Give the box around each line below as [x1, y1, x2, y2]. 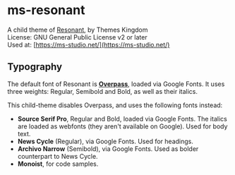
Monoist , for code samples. [17, 159, 99, 168]
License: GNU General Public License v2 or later [7, 32, 147, 41]
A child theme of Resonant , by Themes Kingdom [7, 25, 148, 34]
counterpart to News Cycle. [17, 152, 98, 160]
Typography [7, 61, 62, 73]
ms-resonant [7, 2, 85, 18]
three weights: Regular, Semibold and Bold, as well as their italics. [7, 87, 198, 95]
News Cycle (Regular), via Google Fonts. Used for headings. [17, 137, 194, 145]
